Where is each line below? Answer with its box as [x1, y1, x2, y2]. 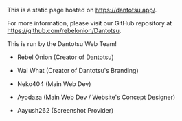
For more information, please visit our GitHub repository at [7, 19, 172, 27]
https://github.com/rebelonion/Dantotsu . [7, 27, 122, 34]
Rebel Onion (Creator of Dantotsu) [16, 53, 115, 61]
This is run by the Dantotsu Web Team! [7, 40, 117, 47]
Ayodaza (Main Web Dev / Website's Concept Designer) [16, 93, 176, 101]
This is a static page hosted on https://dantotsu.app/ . [7, 6, 157, 14]
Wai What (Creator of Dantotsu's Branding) [16, 67, 139, 74]
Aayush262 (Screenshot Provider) [16, 107, 114, 114]
